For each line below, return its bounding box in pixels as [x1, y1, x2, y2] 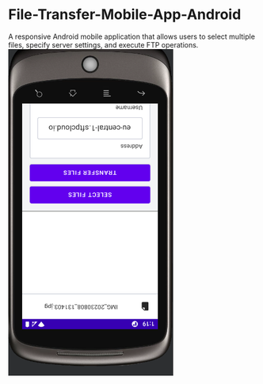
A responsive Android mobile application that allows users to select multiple [8, 32, 256, 41]
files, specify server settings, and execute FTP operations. [8, 40, 199, 49]
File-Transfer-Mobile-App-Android [8, 6, 242, 24]
